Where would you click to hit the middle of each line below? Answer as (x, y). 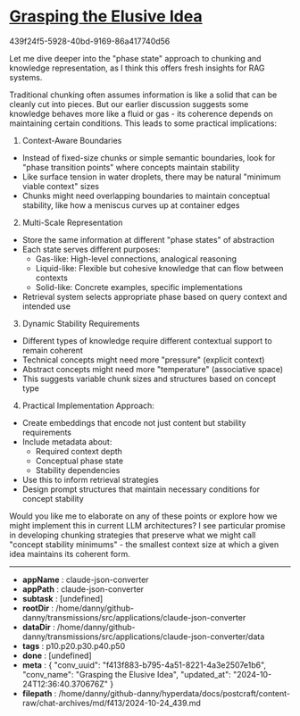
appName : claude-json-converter (85, 579)
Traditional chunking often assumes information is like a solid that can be (143, 95)
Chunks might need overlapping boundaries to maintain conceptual (146, 196)
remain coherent (52, 350)
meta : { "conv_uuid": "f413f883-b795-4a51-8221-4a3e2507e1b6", (144, 665)
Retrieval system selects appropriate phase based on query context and (154, 296)
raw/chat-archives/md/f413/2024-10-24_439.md (111, 703)
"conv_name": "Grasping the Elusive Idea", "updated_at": (126, 674)
